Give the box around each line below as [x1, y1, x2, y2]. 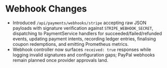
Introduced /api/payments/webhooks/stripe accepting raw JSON [12, 20, 147, 26]
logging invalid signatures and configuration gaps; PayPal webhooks [12, 51, 155, 58]
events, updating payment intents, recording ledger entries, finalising [12, 36, 156, 42]
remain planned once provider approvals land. [12, 57, 108, 63]
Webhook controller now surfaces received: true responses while [12, 46, 151, 52]
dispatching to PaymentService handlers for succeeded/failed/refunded [12, 30, 162, 36]
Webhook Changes [5, 3, 87, 15]
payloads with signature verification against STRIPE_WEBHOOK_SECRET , [12, 25, 153, 31]
